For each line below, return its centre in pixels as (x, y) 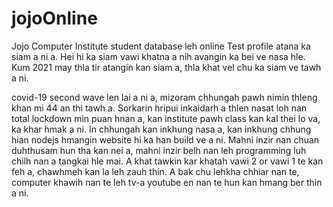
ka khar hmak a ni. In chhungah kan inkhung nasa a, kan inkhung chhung (161, 129)
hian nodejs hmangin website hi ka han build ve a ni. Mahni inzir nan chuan (165, 139)
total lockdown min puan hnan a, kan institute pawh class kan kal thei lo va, (166, 118)
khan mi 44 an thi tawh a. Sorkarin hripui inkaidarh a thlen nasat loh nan (159, 108)
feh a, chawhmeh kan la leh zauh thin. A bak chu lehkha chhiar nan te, (155, 171)
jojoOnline (54, 18)
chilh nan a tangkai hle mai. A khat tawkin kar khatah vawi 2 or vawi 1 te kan (167, 161)
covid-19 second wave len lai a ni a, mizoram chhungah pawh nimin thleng (164, 97)
